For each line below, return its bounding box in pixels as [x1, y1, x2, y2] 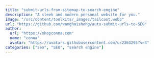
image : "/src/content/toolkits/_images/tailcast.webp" [5, 17, 124, 22]
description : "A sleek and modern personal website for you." [5, 12, 140, 17]
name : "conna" [10, 36, 40, 41]
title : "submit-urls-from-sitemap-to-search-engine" [5, 7, 120, 13]
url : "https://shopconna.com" [10, 31, 74, 36]
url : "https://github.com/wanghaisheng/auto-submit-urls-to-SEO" [5, 21, 147, 27]
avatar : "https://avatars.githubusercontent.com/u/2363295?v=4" [10, 40, 149, 45]
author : [5, 26, 22, 31]
